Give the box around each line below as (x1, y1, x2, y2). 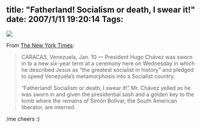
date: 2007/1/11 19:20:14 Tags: (6, 14, 124, 25)
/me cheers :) (6, 115, 40, 123)
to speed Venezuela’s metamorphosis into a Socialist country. (21, 72, 175, 80)
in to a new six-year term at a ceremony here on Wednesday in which (21, 60, 196, 67)
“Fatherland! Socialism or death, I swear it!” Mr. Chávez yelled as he (21, 84, 191, 91)
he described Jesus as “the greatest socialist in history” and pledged (21, 66, 194, 73)
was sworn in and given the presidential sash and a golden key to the (21, 91, 194, 98)
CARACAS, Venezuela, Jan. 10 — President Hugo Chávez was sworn (21, 53, 193, 60)
